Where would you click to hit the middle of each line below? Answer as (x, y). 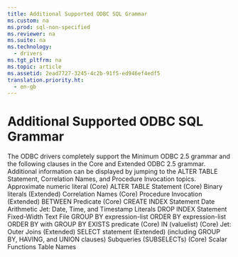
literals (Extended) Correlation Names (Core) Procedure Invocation (105, 194)
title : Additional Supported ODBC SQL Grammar (77, 14)
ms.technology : (30, 47)
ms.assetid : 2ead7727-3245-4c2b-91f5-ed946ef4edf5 (84, 73)
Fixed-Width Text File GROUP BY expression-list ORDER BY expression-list (117, 217)
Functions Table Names (42, 247)
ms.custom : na (28, 21)
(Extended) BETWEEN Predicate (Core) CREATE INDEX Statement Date (111, 202)
